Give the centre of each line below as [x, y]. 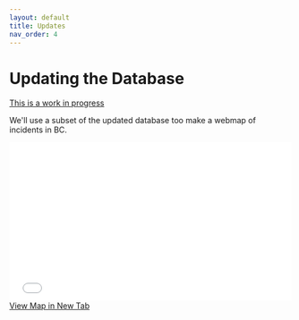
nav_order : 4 [34, 34]
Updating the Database [97, 78]
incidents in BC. [38, 130]
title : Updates [38, 26]
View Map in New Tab [50, 306]
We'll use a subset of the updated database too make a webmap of [133, 121]
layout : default [39, 17]
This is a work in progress [57, 103]
